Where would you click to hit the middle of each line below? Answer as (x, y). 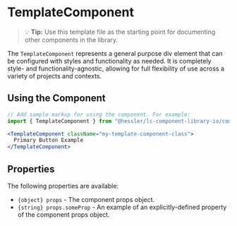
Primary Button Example (48, 141)
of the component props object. (64, 214)
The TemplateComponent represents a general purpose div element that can (115, 53)
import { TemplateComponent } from (60, 121)
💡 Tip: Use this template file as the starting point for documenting (120, 32)
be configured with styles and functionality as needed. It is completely (109, 61)
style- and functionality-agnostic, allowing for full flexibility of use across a (116, 69)
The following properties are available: (63, 186)
